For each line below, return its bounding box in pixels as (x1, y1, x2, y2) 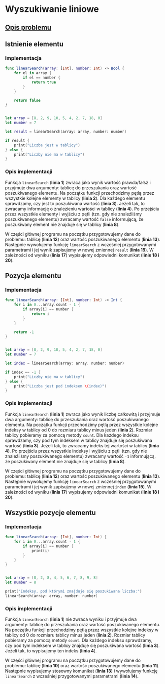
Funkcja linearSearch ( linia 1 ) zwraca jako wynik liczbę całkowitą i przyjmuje (5, 411, 161, 417)
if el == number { (23, 75, 61, 80)
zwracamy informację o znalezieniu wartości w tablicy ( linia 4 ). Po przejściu (5, 206, 160, 212)
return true (31, 80, 56, 85)
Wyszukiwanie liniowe (5, 3, 99, 15)
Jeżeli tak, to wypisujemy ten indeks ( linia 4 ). (5, 648, 97, 654)
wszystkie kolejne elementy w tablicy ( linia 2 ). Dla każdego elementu (5, 195, 145, 201)
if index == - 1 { (5, 370, 41, 375)
